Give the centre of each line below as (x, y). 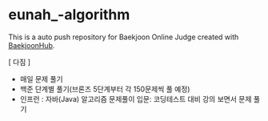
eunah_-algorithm (69, 15)
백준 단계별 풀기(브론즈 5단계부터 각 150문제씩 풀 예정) (105, 89)
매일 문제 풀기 (41, 79)
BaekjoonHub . (32, 45)
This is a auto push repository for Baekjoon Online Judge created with (124, 37)
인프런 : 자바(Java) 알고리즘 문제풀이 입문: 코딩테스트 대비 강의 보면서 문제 (136, 99)
